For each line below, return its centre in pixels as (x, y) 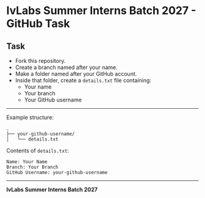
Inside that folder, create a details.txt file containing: (83, 80)
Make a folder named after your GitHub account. (76, 74)
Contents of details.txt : (38, 151)
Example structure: (30, 117)
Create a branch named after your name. (66, 67)
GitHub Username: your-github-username (57, 172)
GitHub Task (38, 24)
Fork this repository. (40, 61)
